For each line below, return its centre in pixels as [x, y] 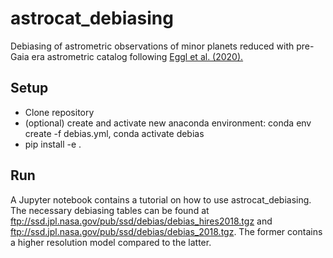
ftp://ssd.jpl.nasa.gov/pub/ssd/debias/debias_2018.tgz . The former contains [166, 231]
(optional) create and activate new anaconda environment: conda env [168, 123]
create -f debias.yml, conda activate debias [114, 133]
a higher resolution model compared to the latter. [111, 242]
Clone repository [59, 112]
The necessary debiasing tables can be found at [110, 210]
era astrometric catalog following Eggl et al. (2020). [137, 56]
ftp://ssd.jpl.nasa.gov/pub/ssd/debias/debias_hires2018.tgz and [141, 221]
